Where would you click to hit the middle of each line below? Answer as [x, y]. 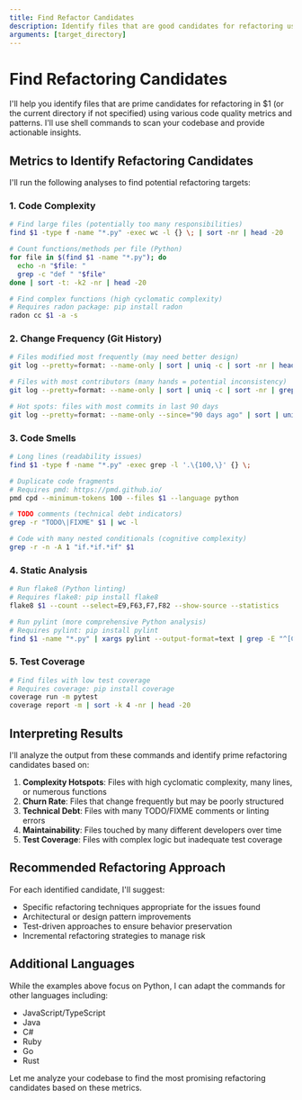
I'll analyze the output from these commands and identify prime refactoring [148, 755]
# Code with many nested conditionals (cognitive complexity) [128, 539]
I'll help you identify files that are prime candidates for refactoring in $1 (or [147, 104]
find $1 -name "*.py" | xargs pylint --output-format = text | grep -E [142, 639]
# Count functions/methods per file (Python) [96, 249]
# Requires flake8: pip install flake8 [84, 598]
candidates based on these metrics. [75, 1087]
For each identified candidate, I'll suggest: [87, 889]
